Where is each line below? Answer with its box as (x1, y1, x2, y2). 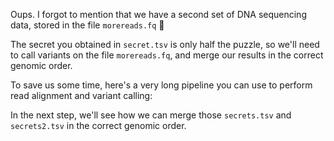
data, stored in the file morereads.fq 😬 (10, 19, 165, 31)
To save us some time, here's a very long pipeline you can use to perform (10, 79, 313, 91)
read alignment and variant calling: (10, 90, 153, 101)
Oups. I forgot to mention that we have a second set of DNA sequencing (10, 9, 307, 20)
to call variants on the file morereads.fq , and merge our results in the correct (10, 49, 324, 61)
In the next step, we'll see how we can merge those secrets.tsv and (10, 109, 292, 121)
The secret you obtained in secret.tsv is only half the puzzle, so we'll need (10, 39, 320, 50)
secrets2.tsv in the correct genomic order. (10, 120, 187, 131)
